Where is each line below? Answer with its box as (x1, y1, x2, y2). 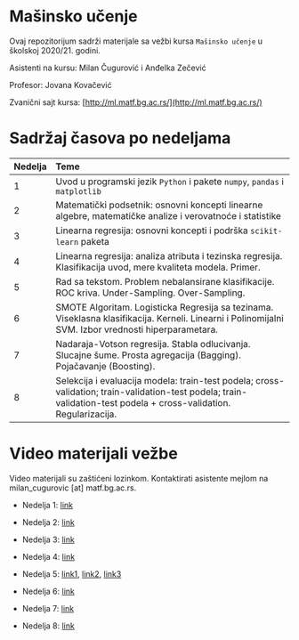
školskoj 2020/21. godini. (9, 45, 101, 55)
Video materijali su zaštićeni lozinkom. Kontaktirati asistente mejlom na (9, 473, 269, 483)
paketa (80, 235, 109, 247)
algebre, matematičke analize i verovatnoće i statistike (55, 209, 282, 222)
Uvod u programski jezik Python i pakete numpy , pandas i (55, 175, 285, 188)
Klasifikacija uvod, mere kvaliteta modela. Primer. (55, 261, 261, 273)
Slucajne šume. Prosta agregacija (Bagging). (55, 349, 242, 361)
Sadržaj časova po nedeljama (9, 128, 231, 149)
